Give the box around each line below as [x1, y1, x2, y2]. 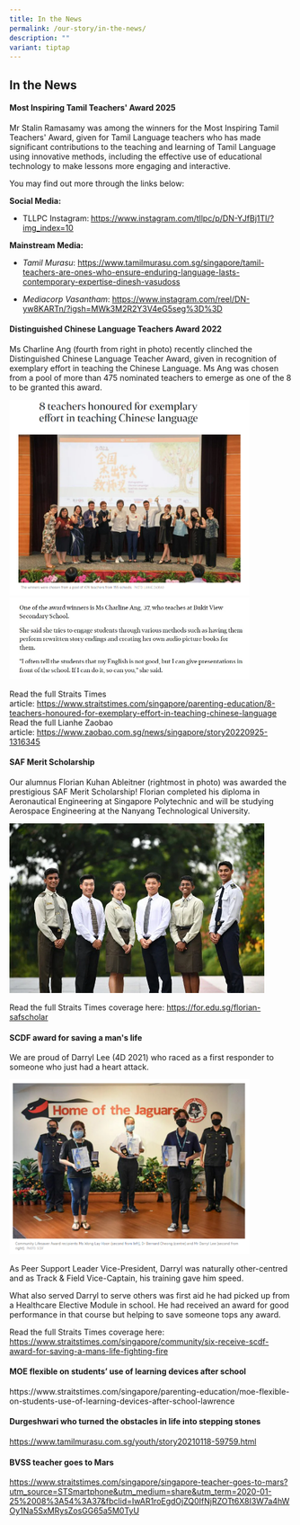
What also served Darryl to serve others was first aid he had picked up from [9, 1290, 290, 1300]
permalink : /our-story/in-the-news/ [9, 23, 146, 33]
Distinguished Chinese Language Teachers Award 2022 [9, 324, 223, 334]
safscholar [9, 1012, 49, 1023]
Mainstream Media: [9, 239, 84, 251]
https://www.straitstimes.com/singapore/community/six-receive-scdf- [9, 1335, 269, 1347]
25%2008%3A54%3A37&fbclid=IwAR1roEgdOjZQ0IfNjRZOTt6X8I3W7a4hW [9, 1496, 290, 1507]
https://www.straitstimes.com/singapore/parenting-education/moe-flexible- [9, 1386, 290, 1396]
